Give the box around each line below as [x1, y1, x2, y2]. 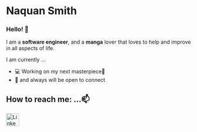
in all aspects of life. [6, 45, 55, 52]
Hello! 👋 [6, 25, 29, 34]
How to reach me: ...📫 [6, 94, 90, 104]
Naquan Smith [6, 4, 78, 18]
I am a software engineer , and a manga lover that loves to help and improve [6, 38, 191, 45]
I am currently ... [6, 56, 46, 63]
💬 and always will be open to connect [14, 77, 106, 84]
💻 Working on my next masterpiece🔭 [14, 68, 106, 75]
